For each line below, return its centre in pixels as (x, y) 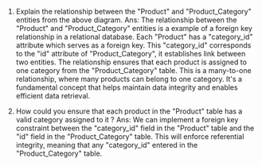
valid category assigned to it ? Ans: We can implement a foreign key (127, 120)
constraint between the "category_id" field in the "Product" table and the (135, 128)
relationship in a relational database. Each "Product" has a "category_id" (134, 37)
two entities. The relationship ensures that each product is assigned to (131, 62)
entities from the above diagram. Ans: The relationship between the (126, 20)
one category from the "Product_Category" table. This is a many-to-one (134, 70)
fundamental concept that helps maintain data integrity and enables (127, 87)
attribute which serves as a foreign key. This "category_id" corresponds (133, 45)
